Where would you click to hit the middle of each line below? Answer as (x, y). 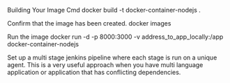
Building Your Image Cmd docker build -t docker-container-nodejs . (104, 10)
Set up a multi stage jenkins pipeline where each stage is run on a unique (112, 57)
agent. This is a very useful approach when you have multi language (105, 65)
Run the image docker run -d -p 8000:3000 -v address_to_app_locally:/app (115, 37)
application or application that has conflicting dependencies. (94, 72)
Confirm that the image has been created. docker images (89, 23)
